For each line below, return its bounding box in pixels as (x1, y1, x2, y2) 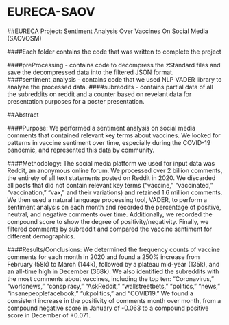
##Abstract (7, 111, 39, 119)
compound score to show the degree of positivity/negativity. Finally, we (7, 217, 209, 225)
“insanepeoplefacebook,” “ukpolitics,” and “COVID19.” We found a (7, 289, 194, 298)
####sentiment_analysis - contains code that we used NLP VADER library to (7, 75, 222, 83)
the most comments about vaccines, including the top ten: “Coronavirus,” (7, 274, 215, 282)
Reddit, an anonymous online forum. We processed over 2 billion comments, (7, 166, 223, 175)
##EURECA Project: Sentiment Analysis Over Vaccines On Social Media (7, 27, 208, 35)
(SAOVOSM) (7, 34, 43, 42)
